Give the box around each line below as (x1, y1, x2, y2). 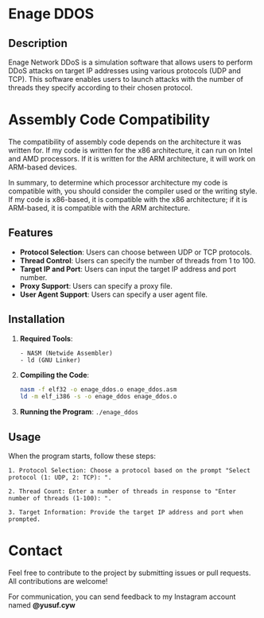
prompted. (8, 515, 41, 523)
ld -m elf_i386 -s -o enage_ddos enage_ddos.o (19, 393, 177, 401)
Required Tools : (19, 333, 73, 343)
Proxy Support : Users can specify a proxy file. (19, 281, 173, 290)
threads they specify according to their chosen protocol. (8, 83, 193, 92)
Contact (8, 542, 63, 560)
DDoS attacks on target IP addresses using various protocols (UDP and (8, 66, 241, 76)
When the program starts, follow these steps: (8, 451, 157, 461)
